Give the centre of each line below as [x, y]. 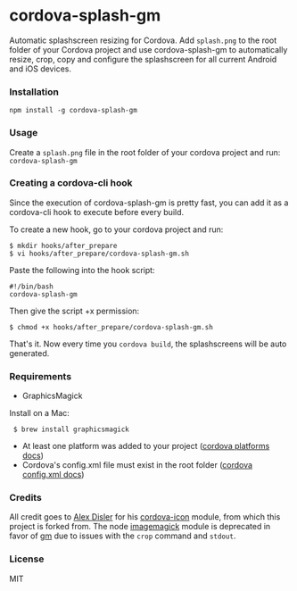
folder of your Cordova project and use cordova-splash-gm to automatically [148, 49]
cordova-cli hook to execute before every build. [97, 212]
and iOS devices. [40, 69]
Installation [34, 92]
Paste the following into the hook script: [82, 270]
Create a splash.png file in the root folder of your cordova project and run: [145, 152]
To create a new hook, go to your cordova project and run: [116, 229]
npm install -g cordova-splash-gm [74, 111]
